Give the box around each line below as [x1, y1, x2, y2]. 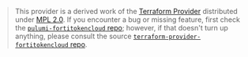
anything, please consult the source [14, 31, 132, 41]
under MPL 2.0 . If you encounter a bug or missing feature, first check [14, 15, 240, 24]
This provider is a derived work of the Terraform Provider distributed [14, 7, 238, 16]
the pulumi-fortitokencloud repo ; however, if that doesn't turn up [14, 23, 228, 32]
